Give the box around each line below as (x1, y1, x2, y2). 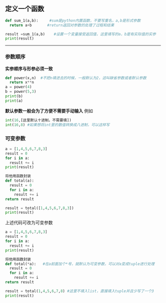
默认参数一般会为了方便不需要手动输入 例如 (5, 108, 93, 114)
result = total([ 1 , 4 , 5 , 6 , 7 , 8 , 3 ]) (5, 205, 74, 211)
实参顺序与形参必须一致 (5, 66, 53, 72)
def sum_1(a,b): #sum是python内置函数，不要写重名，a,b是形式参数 (5, 18, 141, 23)
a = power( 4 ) (5, 84, 32, 90)
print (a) (5, 98, 23, 103)
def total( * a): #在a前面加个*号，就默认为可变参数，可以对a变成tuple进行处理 (5, 261, 155, 266)
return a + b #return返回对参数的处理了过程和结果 (9, 23, 115, 28)
